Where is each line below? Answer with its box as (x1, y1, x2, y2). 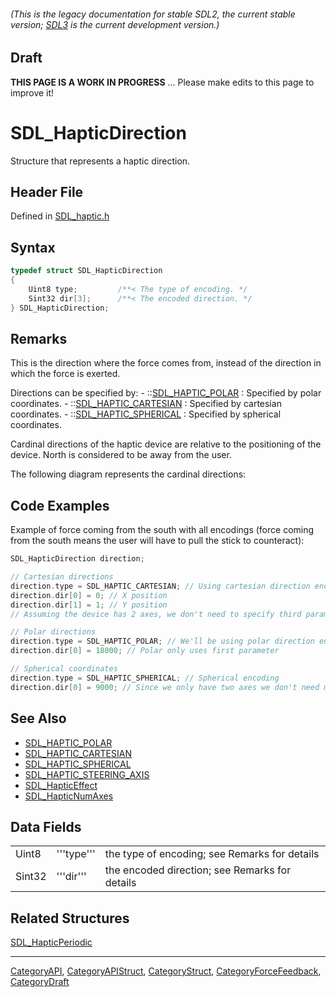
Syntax (10, 239, 56, 256)
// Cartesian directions (10, 572, 114, 582)
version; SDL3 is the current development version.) (10, 18, 220, 30)
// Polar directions (10, 627, 97, 637)
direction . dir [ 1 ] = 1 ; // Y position (10, 600, 168, 610)
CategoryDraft (10, 976, 70, 988)
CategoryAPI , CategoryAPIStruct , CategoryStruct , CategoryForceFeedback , (10, 965, 322, 977)
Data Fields (10, 818, 82, 835)
